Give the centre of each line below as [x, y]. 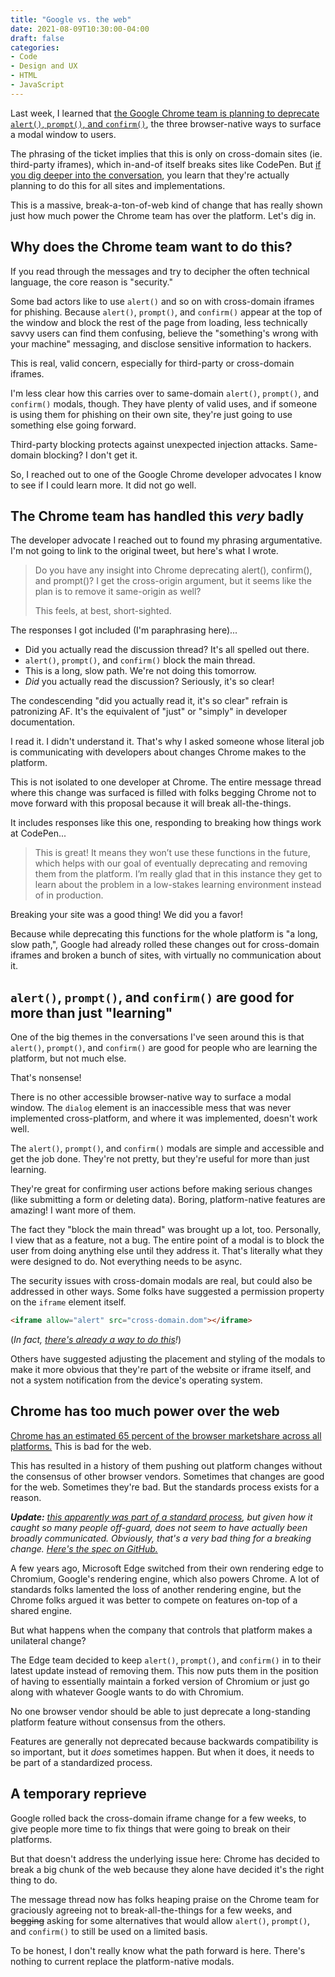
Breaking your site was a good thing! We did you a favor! [126, 915]
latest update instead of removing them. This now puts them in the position [164, 1670]
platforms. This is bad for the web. [81, 1446]
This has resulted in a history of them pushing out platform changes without [166, 1465]
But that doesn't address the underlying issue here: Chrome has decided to [165, 1858]
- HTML [24, 76]
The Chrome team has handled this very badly [157, 516]
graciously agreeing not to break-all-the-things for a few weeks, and [151, 1910]
